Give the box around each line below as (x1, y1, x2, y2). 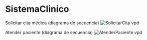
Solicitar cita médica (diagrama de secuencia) (5, 20, 100, 26)
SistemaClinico (5, 3, 69, 15)
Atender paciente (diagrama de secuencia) (5, 29, 93, 35)
